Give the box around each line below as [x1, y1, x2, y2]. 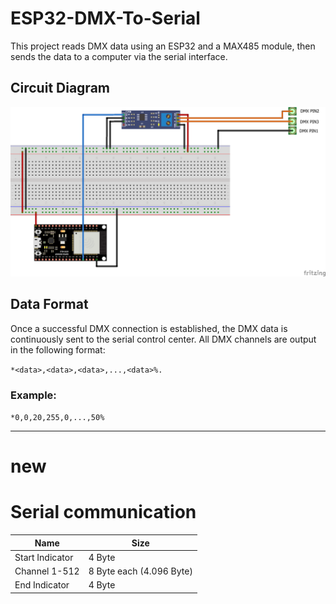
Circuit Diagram [10, 80, 110, 97]
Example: [10, 388, 57, 402]
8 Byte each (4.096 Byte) [88, 565, 193, 577]
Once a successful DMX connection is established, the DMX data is [10, 322, 288, 334]
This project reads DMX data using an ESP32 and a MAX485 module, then [10, 40, 316, 52]
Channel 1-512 [14, 565, 80, 577]
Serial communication [10, 501, 197, 524]
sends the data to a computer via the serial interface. [10, 50, 228, 62]
